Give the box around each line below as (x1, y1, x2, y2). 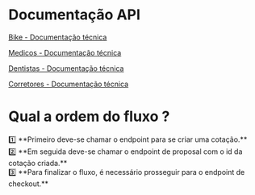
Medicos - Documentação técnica (8, 48, 122, 57)
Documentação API (8, 6, 141, 24)
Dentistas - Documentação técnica (8, 63, 124, 73)
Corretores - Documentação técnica (8, 79, 129, 89)
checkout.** (8, 179, 49, 189)
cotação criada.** (8, 158, 68, 168)
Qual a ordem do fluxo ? (8, 107, 170, 126)
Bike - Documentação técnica (8, 32, 107, 42)
